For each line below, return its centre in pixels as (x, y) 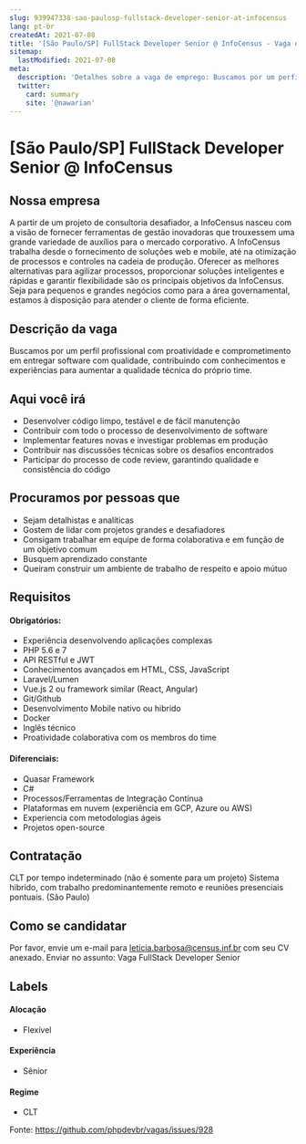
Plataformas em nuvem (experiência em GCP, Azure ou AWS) (138, 807)
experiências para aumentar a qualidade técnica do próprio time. (131, 370)
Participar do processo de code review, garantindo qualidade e (141, 460)
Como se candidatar (68, 926)
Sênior (35, 1071)
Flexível (37, 1030)
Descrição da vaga (64, 329)
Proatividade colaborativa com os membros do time (119, 738)
